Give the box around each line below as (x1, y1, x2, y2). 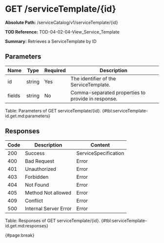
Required (44, 67, 66, 74)
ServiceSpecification (76, 150, 124, 156)
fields (7, 92, 20, 99)
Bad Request (25, 157, 55, 164)
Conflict (25, 197, 43, 204)
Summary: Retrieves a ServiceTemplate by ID (5, 38, 97, 44)
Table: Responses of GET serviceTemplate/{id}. (5, 218, 100, 224)
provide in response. (70, 95, 118, 102)
